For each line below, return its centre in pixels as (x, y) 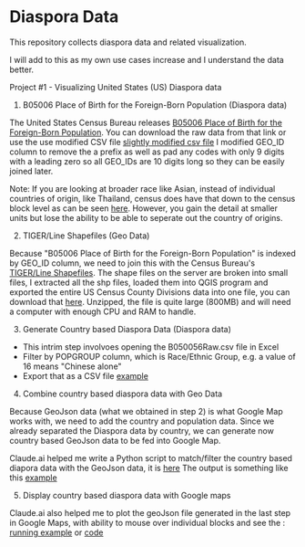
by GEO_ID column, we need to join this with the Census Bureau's (132, 263)
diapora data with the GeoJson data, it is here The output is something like (149, 468)
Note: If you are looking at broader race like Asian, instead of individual (142, 188)
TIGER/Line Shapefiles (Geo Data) (86, 236)
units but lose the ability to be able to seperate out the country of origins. (147, 217)
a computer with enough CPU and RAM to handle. (103, 311)
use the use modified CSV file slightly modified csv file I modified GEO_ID (147, 142)
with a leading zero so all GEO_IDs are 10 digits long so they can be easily (147, 161)
